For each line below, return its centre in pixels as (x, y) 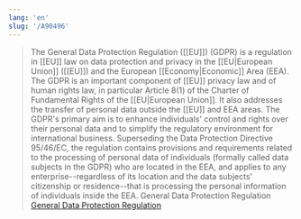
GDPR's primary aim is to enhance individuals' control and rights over (160, 119)
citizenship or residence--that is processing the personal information (158, 186)
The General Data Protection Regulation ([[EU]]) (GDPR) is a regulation (161, 51)
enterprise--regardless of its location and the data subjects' (141, 176)
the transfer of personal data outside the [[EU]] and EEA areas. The (155, 109)
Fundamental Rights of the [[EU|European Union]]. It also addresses (156, 99)
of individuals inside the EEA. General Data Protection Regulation (150, 196)
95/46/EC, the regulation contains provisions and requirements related (161, 147)
